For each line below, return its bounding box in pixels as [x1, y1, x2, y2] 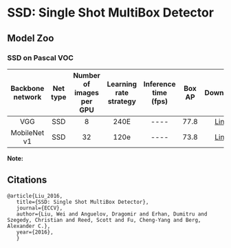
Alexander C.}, [7, 223, 51, 229]
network [13, 92, 42, 101]
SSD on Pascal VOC [7, 53, 74, 63]
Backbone [10, 83, 45, 93]
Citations [7, 174, 47, 186]
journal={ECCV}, [16, 205, 63, 211]
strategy [107, 96, 136, 106]
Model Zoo [7, 32, 54, 44]
